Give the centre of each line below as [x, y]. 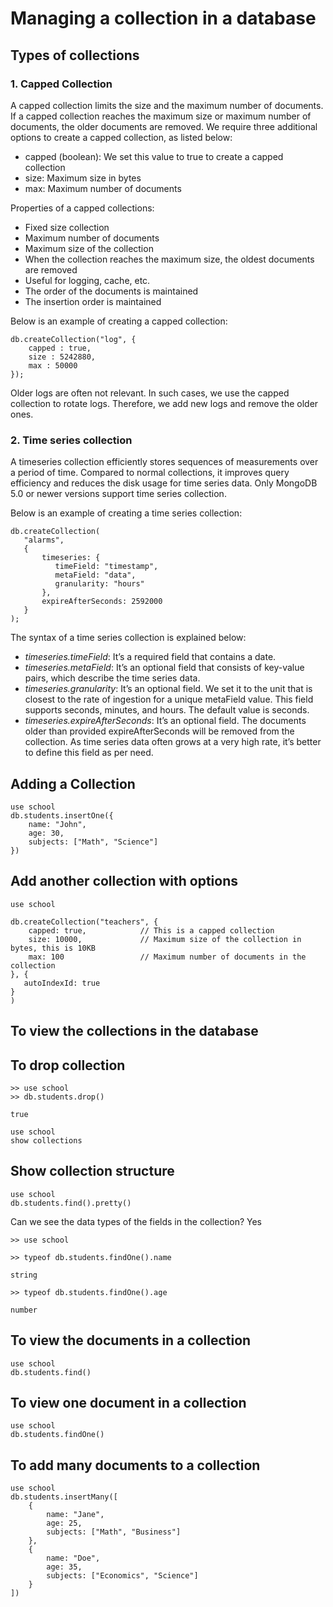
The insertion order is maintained [93, 301]
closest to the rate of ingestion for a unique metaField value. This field [169, 699]
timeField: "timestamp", [106, 567]
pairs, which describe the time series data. [112, 678]
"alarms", [44, 540]
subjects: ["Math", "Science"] [93, 842]
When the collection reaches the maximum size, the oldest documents [169, 259]
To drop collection [68, 1065]
